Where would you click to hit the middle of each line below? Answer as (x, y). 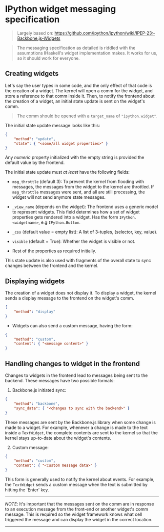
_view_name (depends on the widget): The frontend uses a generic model (85, 207)
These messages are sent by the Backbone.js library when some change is (81, 422)
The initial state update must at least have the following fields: (67, 172)
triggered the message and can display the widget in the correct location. (79, 519)
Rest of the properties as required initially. (54, 251)
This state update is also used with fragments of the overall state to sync (78, 261)
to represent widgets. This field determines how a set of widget (76, 212)
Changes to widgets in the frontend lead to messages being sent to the (76, 375)
